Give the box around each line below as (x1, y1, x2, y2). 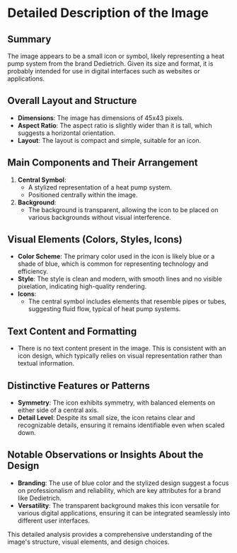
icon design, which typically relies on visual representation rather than (17, 351, 223, 360)
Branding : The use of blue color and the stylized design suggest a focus (17, 479, 229, 487)
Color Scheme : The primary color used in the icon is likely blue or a (17, 252, 215, 261)
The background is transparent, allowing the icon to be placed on (28, 205, 219, 214)
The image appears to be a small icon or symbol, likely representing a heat (7, 52, 225, 60)
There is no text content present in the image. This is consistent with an (17, 344, 226, 353)
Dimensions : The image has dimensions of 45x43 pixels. (17, 113, 185, 122)
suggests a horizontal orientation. (17, 129, 116, 137)
